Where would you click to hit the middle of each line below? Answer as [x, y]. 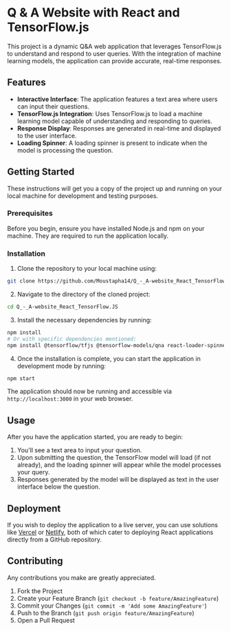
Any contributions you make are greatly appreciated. [81, 577]
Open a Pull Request [46, 620]
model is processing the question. [65, 150]
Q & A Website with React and [93, 13]
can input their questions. [53, 106]
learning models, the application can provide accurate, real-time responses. [114, 60]
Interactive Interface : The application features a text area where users [117, 99]
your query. [33, 472]
